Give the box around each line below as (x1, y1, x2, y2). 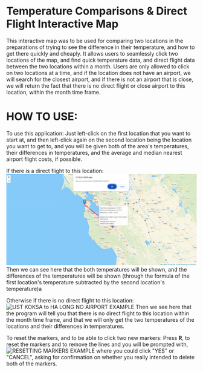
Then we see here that (135, 304, 192, 311)
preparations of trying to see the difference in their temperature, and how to (6, 44, 195, 51)
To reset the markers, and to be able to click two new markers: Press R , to (6, 334, 190, 342)
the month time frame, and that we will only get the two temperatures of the (6, 316, 195, 324)
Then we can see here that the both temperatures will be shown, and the (6, 266, 187, 273)
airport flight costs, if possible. (6, 155, 83, 163)
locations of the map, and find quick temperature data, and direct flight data (6, 56, 195, 64)
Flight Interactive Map (6, 17, 119, 31)
